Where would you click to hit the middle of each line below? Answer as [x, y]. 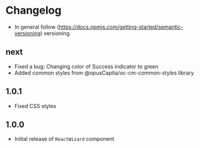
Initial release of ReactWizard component [64, 139]
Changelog [34, 10]
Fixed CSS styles [35, 106]
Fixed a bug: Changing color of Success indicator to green [86, 66]
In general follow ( [37, 27]
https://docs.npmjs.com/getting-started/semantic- [121, 27]
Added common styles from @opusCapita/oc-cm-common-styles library [104, 73]
